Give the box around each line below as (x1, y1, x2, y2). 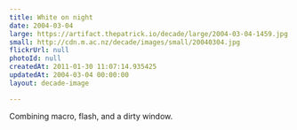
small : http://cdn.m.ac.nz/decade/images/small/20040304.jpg (9, 37, 241, 47)
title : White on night (9, 12, 93, 22)
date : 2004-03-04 (9, 21, 74, 30)
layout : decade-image (9, 79, 90, 88)
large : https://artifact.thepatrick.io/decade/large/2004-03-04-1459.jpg (9, 29, 289, 38)
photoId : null (9, 54, 62, 63)
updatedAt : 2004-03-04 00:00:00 (9, 71, 129, 80)
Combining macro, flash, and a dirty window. (9, 111, 173, 121)
